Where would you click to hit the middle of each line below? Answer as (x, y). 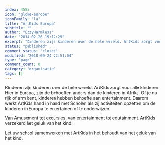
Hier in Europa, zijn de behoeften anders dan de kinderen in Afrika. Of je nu (81, 93)
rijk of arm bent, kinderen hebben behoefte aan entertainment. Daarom (77, 98)
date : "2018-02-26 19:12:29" (35, 37)
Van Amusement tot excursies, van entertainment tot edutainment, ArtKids (80, 118)
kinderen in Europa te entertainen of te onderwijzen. (58, 108)
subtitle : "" (18, 28)
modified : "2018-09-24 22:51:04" (39, 55)
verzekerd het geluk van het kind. (39, 123)
